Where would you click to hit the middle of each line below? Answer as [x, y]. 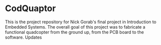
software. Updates [24, 37]
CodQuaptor [31, 8]
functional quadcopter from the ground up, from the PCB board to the [74, 32]
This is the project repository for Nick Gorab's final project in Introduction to [81, 22]
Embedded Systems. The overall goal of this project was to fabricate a [75, 27]
